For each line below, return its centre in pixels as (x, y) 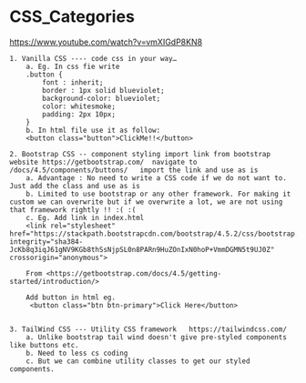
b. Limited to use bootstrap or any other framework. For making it (158, 194)
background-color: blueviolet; (102, 98)
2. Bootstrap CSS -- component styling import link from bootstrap (140, 154)
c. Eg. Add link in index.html (85, 217)
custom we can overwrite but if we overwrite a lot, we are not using (146, 202)
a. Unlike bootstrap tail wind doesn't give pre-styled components (156, 337)
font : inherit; (73, 82)
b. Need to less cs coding (77, 353)
